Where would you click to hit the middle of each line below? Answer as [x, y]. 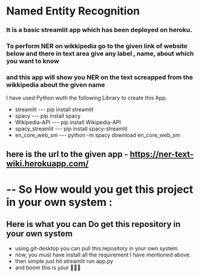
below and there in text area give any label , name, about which [100, 54]
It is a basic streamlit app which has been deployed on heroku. [99, 30]
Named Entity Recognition [73, 11]
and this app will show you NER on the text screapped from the [100, 77]
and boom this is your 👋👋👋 [48, 267]
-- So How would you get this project [100, 189]
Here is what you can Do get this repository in [93, 224]
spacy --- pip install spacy [48, 116]
